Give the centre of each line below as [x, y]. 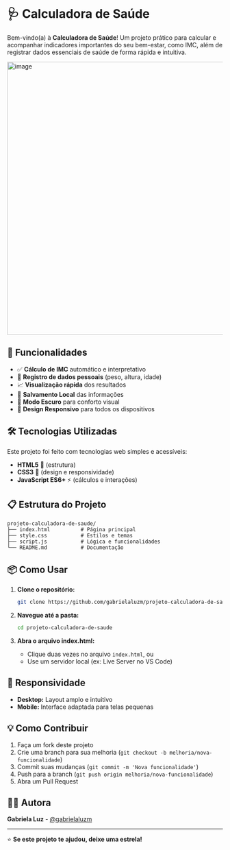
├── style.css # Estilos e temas [70, 536]
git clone [31, 602]
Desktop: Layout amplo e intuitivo [65, 699]
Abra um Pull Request [48, 781]
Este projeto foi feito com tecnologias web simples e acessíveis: [97, 451]
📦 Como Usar [38, 569]
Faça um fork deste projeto [55, 744]
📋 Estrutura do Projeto [57, 504]
